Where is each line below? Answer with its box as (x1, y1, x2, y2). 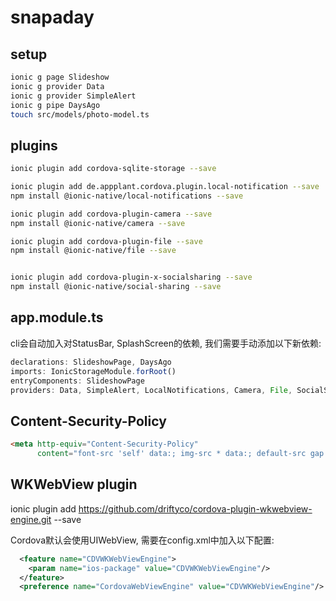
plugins (10, 137, 58, 154)
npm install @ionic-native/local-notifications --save (10, 191, 244, 201)
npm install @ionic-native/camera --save (10, 218, 186, 228)
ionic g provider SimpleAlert (10, 91, 137, 101)
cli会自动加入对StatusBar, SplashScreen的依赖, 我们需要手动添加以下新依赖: (10, 337, 322, 349)
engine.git (10, 513, 52, 525)
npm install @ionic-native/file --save (10, 246, 177, 256)
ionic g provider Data (10, 81, 105, 91)
